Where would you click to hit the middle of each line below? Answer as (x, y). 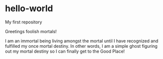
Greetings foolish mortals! (31, 31)
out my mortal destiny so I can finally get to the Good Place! (65, 51)
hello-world (29, 9)
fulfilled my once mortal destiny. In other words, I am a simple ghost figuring (81, 46)
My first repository (24, 22)
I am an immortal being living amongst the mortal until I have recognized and (82, 41)
